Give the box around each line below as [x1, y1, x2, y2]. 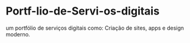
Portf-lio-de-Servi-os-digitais [5, 4, 160, 18]
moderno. [5, 30, 30, 38]
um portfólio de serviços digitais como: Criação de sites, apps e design [5, 24, 184, 31]
